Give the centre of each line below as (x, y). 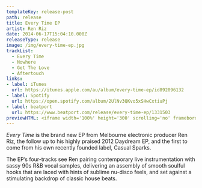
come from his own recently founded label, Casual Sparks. (79, 148)
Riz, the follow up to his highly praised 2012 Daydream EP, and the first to (97, 141)
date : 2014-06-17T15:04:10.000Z (47, 34)
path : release (24, 17)
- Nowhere (24, 62)
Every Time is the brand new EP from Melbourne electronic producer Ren (97, 135)
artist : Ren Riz (26, 29)
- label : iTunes (26, 85)
